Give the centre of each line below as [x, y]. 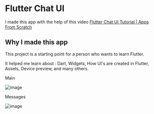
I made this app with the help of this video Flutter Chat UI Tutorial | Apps [77, 22]
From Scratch [19, 27]
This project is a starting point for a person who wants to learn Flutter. [75, 54]
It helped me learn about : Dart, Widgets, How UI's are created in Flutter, [77, 63]
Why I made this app [36, 42]
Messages [15, 97]
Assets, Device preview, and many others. [47, 68]
